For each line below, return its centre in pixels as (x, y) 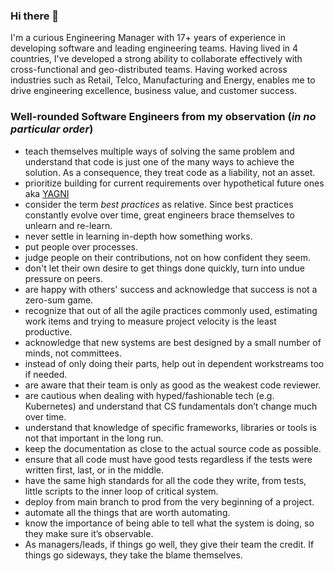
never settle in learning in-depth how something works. (138, 236)
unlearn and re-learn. (68, 225)
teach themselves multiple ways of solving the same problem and (159, 151)
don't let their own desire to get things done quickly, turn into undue (164, 268)
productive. (48, 331)
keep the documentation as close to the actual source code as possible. (173, 448)
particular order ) (52, 129)
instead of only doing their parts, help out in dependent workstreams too (174, 363)
